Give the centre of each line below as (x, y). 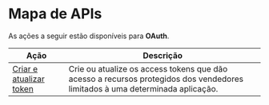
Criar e (25, 68)
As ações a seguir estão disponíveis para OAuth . (89, 36)
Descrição (163, 55)
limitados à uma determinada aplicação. (143, 88)
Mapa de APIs (55, 14)
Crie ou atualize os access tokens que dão (148, 68)
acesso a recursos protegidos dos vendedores (156, 79)
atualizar (29, 79)
